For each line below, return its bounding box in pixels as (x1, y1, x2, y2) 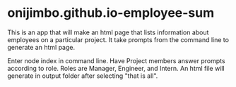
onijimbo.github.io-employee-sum (7, 5, 215, 21)
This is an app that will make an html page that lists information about (7, 28, 209, 36)
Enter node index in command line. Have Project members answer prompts (7, 56, 225, 65)
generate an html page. (7, 43, 76, 51)
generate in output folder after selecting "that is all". (7, 72, 158, 80)
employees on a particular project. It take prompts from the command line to (7, 35, 230, 43)
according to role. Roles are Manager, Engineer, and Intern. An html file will (7, 64, 225, 72)
